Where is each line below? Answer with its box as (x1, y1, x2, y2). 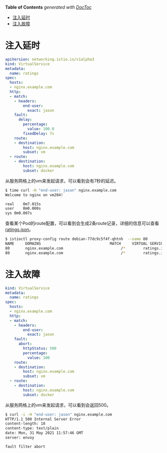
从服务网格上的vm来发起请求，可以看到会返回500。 (5, 402, 111, 408)
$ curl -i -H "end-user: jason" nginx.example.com (5, 412, 112, 417)
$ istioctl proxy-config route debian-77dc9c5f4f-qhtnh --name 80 (5, 236, 148, 241)
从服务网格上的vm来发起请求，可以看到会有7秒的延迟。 (5, 178, 119, 184)
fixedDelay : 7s (23, 131, 55, 136)
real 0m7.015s (5, 202, 41, 207)
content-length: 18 (5, 421, 46, 426)
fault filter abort (5, 444, 46, 449)
